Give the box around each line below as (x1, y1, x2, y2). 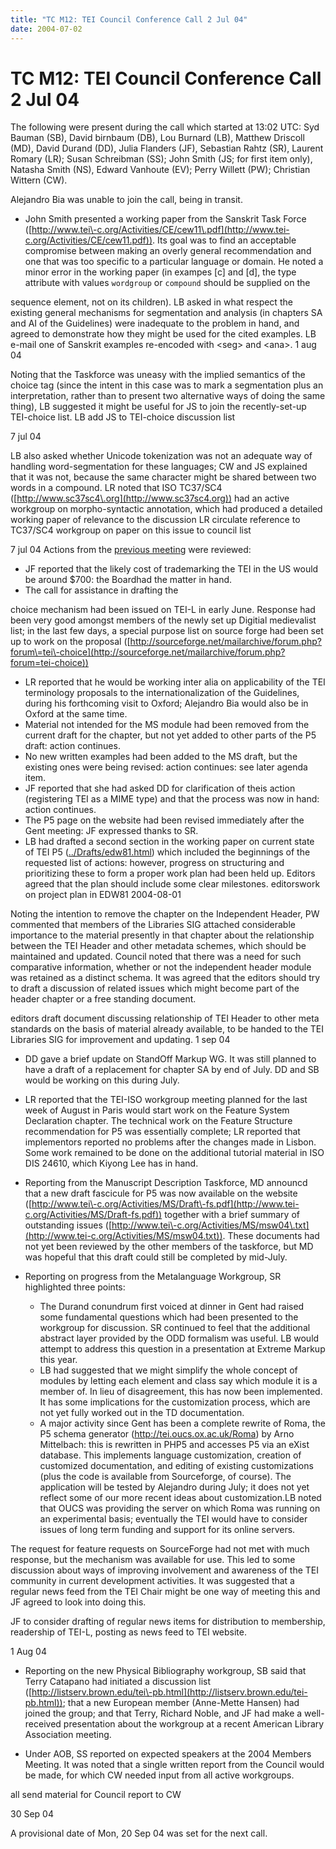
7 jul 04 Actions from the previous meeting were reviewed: (10, 544, 252, 556)
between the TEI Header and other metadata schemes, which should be (10, 940, 307, 952)
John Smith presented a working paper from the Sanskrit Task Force (24, 213, 307, 225)
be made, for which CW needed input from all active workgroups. (24, 1769, 295, 1781)
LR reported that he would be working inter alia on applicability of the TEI (24, 676, 326, 688)
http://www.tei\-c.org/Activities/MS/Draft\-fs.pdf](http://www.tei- (31, 1198, 300, 1210)
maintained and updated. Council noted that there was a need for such (10, 951, 302, 963)
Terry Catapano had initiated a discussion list (24, 1676, 212, 1688)
